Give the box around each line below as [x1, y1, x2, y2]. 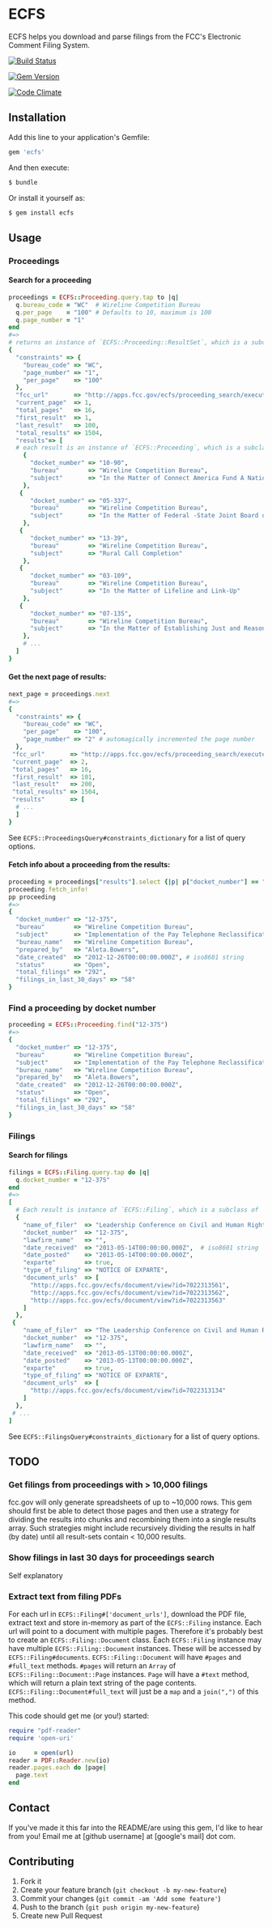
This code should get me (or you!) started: [8, 1710, 150, 1721]
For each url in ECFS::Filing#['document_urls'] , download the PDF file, [8, 1609, 247, 1619]
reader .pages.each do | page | [8, 1764, 107, 1772]
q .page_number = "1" [15, 316, 85, 324]
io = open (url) [8, 1748, 74, 1757]
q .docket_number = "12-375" [15, 1176, 111, 1184]
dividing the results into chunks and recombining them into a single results [8, 1515, 257, 1525]
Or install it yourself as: [8, 193, 85, 202]
